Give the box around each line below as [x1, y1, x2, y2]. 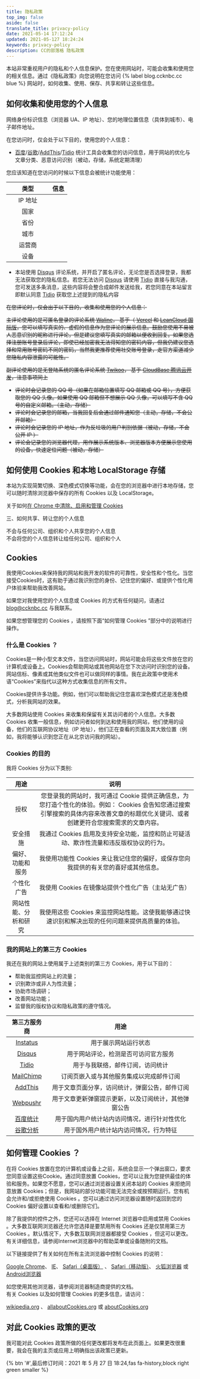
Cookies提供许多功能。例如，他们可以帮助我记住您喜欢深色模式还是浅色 [6, 691, 183, 698]
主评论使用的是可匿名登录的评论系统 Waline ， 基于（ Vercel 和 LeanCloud [6, 316, 187, 323]
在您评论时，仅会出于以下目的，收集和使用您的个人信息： [6, 303, 147, 310]
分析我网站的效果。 [16, 698, 64, 705]
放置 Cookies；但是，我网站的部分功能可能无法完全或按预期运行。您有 [11, 1187, 185, 1195]
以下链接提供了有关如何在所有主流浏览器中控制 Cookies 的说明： [6, 1250, 165, 1257]
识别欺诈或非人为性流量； [14, 980, 78, 987]
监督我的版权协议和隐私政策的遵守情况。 [14, 1002, 114, 1009]
